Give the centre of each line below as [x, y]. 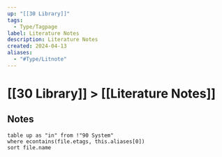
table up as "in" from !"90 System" [60, 135]
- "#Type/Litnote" [40, 59]
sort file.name [29, 147]
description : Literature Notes [53, 40]
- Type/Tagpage [36, 27]
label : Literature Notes [43, 33]
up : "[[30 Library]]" [39, 14]
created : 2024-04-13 [37, 46]
